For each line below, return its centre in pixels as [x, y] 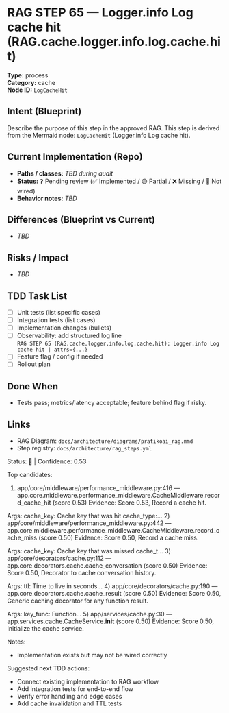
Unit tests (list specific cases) [59, 312]
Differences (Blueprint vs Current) [81, 220]
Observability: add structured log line [69, 336]
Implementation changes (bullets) [64, 328]
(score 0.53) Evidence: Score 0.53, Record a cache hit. [130, 503]
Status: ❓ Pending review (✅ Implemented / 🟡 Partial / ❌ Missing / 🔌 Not [119, 181]
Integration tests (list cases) [56, 320]
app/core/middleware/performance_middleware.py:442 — [90, 523]
